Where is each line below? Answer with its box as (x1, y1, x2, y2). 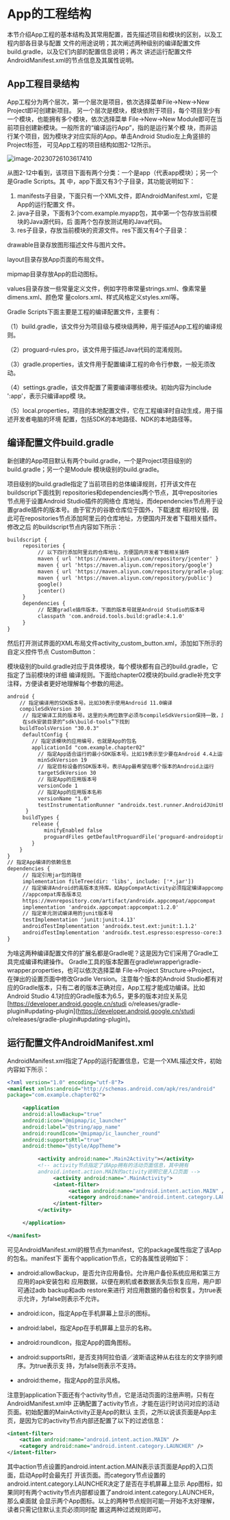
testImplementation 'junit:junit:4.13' (22, 916, 136, 924)
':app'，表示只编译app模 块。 (7, 392, 90, 400)
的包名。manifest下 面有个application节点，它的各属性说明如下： (7, 1254, 190, 1262)
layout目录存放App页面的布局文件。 (7, 255, 108, 263)
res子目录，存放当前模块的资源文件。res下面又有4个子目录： (16, 226, 190, 234)
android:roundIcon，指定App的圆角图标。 (16, 1338, 135, 1346)
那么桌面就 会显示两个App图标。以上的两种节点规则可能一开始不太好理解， (7, 1497, 218, 1505)
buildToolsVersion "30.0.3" (19, 725, 99, 732)
